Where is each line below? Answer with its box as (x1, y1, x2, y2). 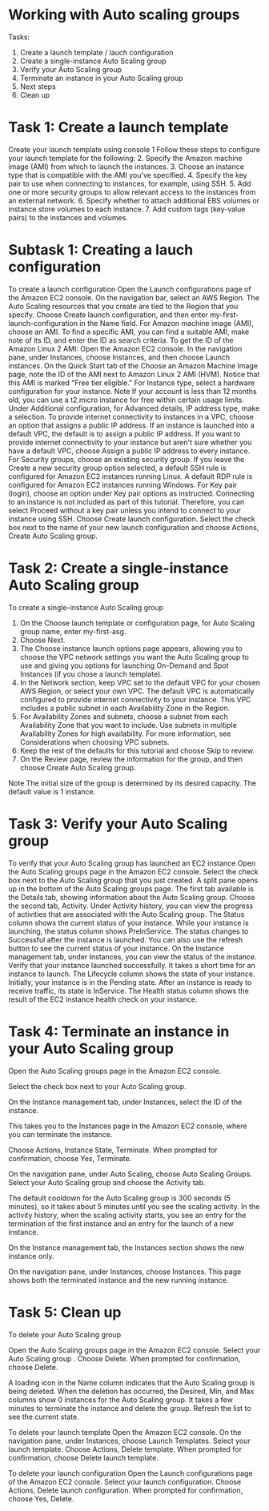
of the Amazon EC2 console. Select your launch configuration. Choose (8, 1477, 242, 1486)
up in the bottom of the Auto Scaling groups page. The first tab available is (8, 883, 255, 894)
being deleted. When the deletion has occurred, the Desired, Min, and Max (8, 1386, 255, 1396)
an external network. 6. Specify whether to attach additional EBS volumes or (8, 195, 260, 205)
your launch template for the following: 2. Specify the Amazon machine (8, 153, 243, 163)
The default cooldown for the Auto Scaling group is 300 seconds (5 (8, 1193, 231, 1203)
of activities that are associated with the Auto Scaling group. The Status (8, 909, 245, 918)
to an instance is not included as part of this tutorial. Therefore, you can (8, 496, 245, 506)
